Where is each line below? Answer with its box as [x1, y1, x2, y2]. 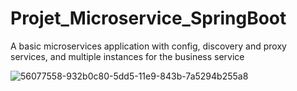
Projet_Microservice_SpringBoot [10, 7, 287, 30]
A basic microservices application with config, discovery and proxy [10, 40, 287, 52]
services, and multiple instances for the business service [10, 50, 245, 62]
